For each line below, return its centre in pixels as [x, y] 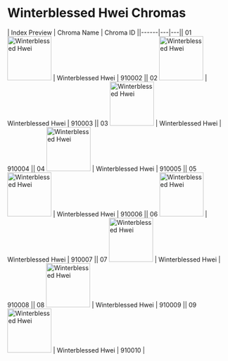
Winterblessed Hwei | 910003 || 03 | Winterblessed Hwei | [114, 123]
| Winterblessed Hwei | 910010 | [99, 350]
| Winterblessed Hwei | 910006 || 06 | [130, 214]
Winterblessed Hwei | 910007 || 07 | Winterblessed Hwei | [114, 259]
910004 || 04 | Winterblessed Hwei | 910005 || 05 [102, 169]
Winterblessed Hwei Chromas [97, 13]
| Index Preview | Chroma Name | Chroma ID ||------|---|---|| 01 [100, 32]
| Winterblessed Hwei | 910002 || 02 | [130, 78]
